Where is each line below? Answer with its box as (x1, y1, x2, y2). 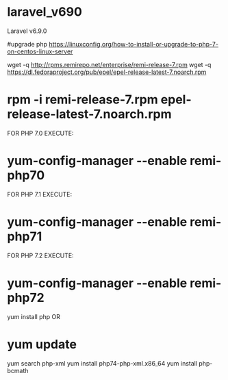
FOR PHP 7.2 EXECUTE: (7, 251, 74, 259)
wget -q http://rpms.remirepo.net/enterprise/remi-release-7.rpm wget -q (7, 60, 212, 68)
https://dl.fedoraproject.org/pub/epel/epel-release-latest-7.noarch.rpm (7, 68, 207, 76)
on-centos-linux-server (7, 47, 73, 55)
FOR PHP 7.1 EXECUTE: (7, 190, 73, 199)
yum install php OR (7, 312, 60, 320)
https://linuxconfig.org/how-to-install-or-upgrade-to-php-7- (49, 40, 219, 48)
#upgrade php (7, 40, 48, 48)
